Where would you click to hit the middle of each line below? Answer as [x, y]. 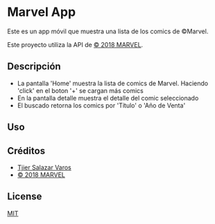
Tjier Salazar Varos [44, 167]
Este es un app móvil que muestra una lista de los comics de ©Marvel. [108, 31]
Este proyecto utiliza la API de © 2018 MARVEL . [75, 44]
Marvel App [42, 12]
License [25, 197]
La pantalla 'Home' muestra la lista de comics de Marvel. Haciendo [113, 83]
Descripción [34, 67]
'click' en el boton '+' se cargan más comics [80, 90]
